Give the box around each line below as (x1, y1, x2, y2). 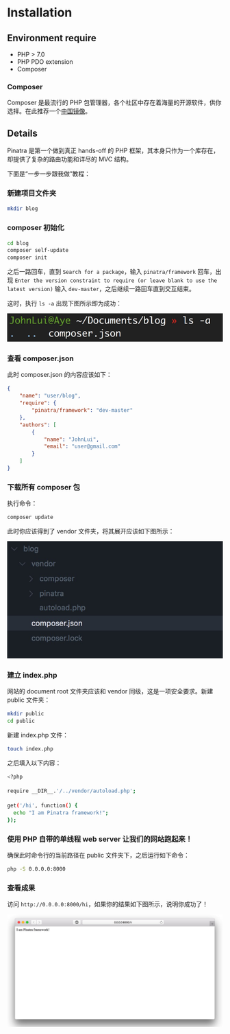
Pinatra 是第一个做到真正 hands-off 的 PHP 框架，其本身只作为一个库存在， (7, 146, 220, 155)
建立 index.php (7, 670, 57, 680)
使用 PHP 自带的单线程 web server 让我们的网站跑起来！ (7, 834, 193, 844)
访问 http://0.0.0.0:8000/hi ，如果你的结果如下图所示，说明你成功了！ (7, 900, 209, 908)
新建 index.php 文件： (7, 731, 69, 739)
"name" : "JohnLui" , (43, 436, 99, 443)
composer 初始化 (7, 223, 65, 233)
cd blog (7, 240, 29, 246)
